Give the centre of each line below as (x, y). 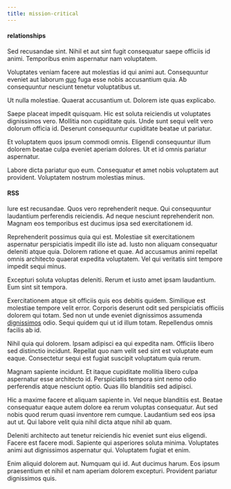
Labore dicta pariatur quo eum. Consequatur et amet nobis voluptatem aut (113, 170)
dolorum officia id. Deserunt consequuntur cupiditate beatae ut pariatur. (110, 128)
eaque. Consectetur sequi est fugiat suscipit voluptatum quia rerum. (104, 359)
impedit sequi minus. (37, 266)
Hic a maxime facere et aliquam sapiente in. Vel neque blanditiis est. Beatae (115, 400)
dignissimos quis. (32, 479)
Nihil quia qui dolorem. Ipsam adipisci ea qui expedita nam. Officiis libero (111, 343)
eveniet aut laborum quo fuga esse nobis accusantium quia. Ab (97, 79)
